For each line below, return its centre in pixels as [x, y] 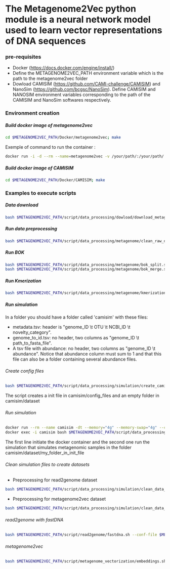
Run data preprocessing [31, 229]
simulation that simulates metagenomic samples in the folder [68, 448]
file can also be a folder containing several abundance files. [75, 359]
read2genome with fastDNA [34, 519]
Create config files [25, 371]
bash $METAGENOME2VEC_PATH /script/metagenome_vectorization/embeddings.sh [86, 561]
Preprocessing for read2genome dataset [55, 480]
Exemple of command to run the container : [51, 147]
